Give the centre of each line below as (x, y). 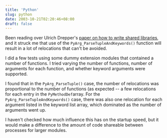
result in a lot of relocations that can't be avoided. (56, 48)
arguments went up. (26, 110)
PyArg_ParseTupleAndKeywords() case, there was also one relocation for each (84, 100)
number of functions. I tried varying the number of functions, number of (79, 63)
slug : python (19, 14)
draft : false (19, 24)
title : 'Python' (22, 10)
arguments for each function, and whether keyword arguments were (75, 69)
